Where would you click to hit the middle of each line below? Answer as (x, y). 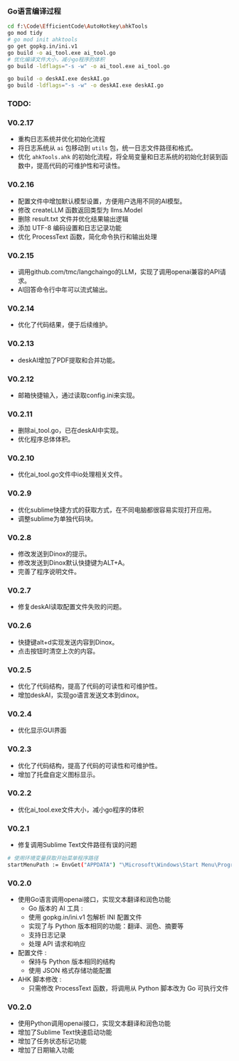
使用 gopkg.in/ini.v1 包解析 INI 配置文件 (85, 917)
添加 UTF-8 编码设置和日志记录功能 (70, 227)
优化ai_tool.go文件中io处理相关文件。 (72, 475)
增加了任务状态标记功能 (52, 1041)
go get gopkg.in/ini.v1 (43, 46)
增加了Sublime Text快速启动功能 (65, 1033)
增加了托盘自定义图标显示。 (58, 774)
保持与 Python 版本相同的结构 (72, 962)
